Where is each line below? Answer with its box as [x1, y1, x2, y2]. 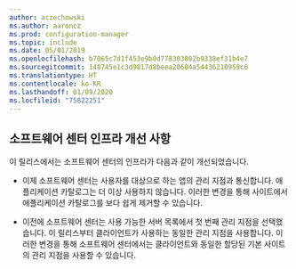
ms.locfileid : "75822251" [9, 95, 105, 105]
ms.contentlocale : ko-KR [9, 79, 101, 88]
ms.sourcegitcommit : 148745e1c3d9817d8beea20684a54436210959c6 [9, 63, 249, 72]
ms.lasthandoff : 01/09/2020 [9, 87, 114, 96]
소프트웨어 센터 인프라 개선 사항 [9, 131, 172, 146]
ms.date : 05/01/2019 [9, 46, 86, 55]
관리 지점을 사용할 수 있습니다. [31, 250, 136, 261]
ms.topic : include [9, 37, 77, 47]
